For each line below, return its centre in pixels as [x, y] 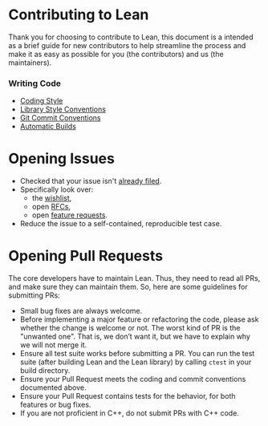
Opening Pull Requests [85, 256]
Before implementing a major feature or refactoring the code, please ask [139, 319]
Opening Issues [61, 159]
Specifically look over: [57, 189]
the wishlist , [52, 198]
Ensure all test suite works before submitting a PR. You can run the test [137, 354]
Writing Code [35, 83]
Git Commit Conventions [60, 118]
